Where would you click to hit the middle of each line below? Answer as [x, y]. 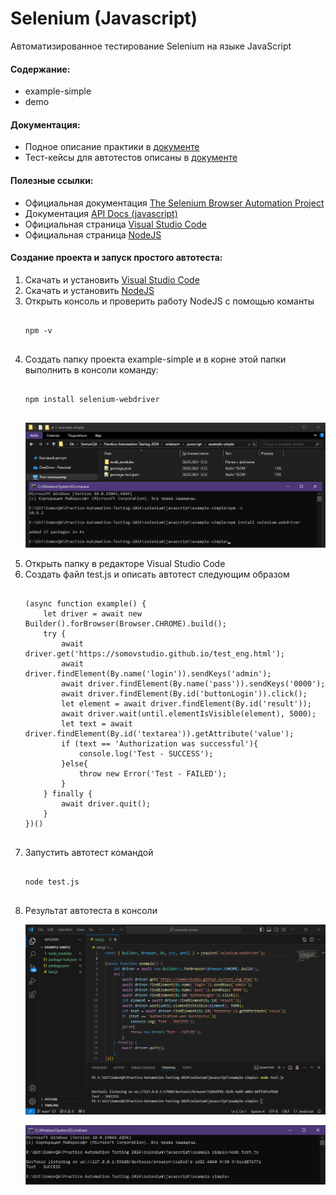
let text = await [97, 724]
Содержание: [40, 69]
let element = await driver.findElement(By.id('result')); [186, 704]
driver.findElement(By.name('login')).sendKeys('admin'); [148, 674]
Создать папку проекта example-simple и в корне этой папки [155, 359]
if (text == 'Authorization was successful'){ [160, 744]
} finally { [68, 794]
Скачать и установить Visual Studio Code [112, 279]
